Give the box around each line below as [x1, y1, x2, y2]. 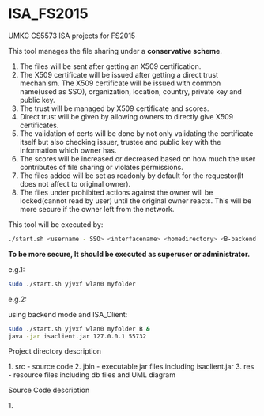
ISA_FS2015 [8, 5, 89, 23]
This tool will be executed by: [8, 219, 104, 229]
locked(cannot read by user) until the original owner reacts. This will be [19, 195, 252, 206]
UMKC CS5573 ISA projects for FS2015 [8, 31, 136, 40]
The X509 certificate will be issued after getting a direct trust [19, 70, 219, 79]
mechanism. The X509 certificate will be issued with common [19, 78, 221, 88]
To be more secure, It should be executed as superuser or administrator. [8, 249, 251, 259]
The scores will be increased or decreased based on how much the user [19, 153, 256, 163]
